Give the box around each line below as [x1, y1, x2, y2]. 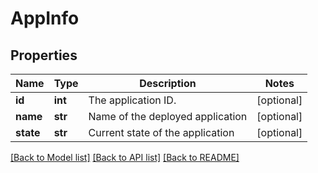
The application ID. [88, 93, 177, 107]
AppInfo [10, 7, 80, 30]
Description [139, 77, 197, 90]
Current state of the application [88, 126, 235, 139]
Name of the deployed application [88, 110, 248, 123]
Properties [10, 47, 78, 64]
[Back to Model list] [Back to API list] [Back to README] [10, 152, 240, 163]
